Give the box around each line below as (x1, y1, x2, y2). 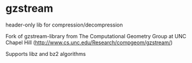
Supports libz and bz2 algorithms (5, 50, 86, 57)
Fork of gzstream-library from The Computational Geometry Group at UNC (5, 32, 187, 39)
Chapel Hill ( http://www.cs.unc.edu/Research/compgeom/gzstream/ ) (5, 39, 173, 46)
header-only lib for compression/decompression (5, 21, 123, 28)
